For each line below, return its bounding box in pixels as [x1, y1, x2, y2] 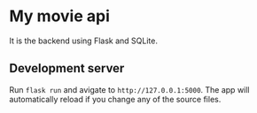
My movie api [9, 6, 111, 26]
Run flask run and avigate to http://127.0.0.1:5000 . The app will [9, 84, 250, 94]
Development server [9, 61, 125, 76]
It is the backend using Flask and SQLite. [9, 35, 158, 46]
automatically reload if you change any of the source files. [9, 94, 222, 104]
